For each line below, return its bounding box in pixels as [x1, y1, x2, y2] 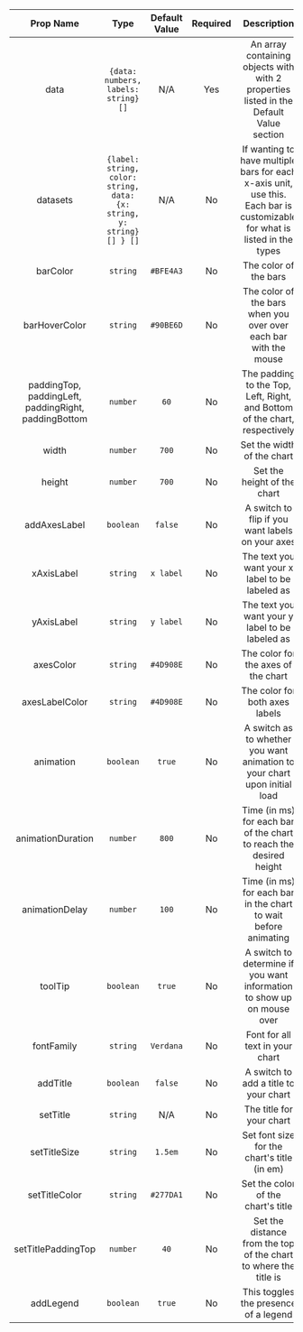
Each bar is [244, 199, 293, 211]
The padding [242, 367, 296, 380]
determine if [243, 957, 295, 969]
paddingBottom [22, 412, 88, 425]
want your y [243, 610, 294, 622]
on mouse [247, 1003, 290, 1014]
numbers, [104, 76, 142, 85]
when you [247, 308, 290, 319]
